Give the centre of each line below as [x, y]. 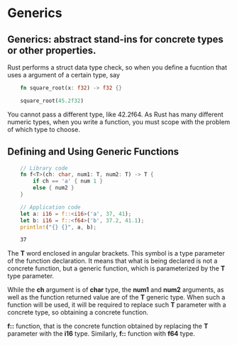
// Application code [50, 207]
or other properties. [52, 50]
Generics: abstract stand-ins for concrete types [115, 39]
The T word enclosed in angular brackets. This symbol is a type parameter [116, 253]
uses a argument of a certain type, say [64, 75]
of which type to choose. [44, 129]
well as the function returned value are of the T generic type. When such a [116, 297]
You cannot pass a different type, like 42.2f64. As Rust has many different [115, 114]
